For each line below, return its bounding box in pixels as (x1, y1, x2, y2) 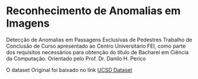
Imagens (6, 17, 50, 30)
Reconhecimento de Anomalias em (6, 4, 181, 18)
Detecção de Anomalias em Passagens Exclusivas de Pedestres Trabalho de (6, 36, 193, 43)
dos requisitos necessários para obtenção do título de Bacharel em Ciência (6, 48, 189, 55)
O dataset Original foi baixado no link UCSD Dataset (6, 66, 133, 73)
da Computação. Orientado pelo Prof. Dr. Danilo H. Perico (6, 55, 146, 62)
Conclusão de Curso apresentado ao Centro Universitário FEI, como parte (6, 42, 186, 50)
